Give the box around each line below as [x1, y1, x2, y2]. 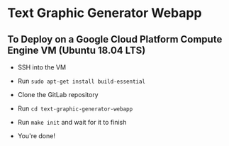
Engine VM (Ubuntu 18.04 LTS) [7, 44, 146, 56]
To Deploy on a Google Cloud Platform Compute [7, 33, 223, 45]
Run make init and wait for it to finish [17, 118, 127, 126]
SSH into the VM [17, 63, 66, 72]
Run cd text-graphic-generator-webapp [17, 104, 133, 113]
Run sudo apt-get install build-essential [17, 77, 146, 85]
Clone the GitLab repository [17, 91, 99, 99]
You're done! [17, 132, 55, 140]
